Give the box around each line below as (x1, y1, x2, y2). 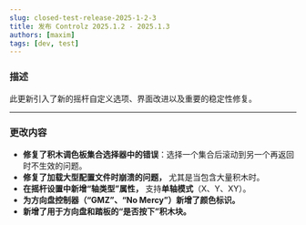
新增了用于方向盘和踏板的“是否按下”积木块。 (22, 206, 191, 217)
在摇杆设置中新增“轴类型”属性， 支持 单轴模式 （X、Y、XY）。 (22, 183, 251, 194)
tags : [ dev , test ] (9, 38, 79, 48)
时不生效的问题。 (22, 160, 87, 171)
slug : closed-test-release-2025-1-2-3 (9, 13, 157, 23)
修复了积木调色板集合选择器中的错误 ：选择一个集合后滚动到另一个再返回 (22, 148, 294, 159)
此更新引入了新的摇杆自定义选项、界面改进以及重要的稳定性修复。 (9, 93, 257, 104)
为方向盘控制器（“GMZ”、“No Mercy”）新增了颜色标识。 (22, 194, 240, 205)
